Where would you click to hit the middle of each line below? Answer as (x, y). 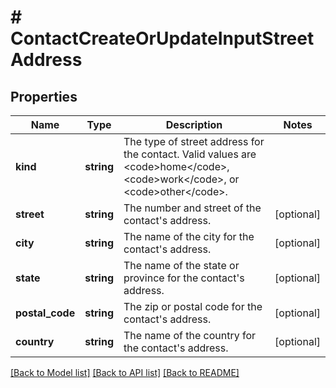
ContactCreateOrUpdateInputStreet (162, 38)
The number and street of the (192, 208)
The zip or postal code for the (193, 306)
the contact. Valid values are (190, 154)
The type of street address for (194, 141)
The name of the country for (190, 335)
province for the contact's (184, 278)
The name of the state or (181, 265)
